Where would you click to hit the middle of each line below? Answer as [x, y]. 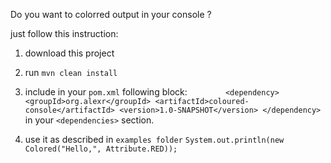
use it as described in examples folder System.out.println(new [154, 139]
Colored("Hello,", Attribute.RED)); [101, 149]
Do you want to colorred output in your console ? [111, 14]
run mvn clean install [71, 72]
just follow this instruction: [64, 33]
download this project [69, 53]
